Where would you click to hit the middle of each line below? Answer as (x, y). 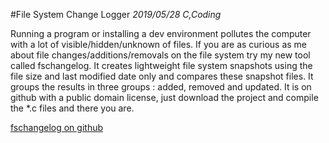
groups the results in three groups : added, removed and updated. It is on (161, 87)
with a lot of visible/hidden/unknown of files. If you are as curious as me (159, 44)
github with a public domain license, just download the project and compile (164, 97)
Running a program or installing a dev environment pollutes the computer (161, 33)
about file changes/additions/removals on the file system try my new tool (160, 55)
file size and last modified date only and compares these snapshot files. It (162, 76)
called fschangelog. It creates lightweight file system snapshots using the (161, 65)
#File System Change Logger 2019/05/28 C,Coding (116, 14)
